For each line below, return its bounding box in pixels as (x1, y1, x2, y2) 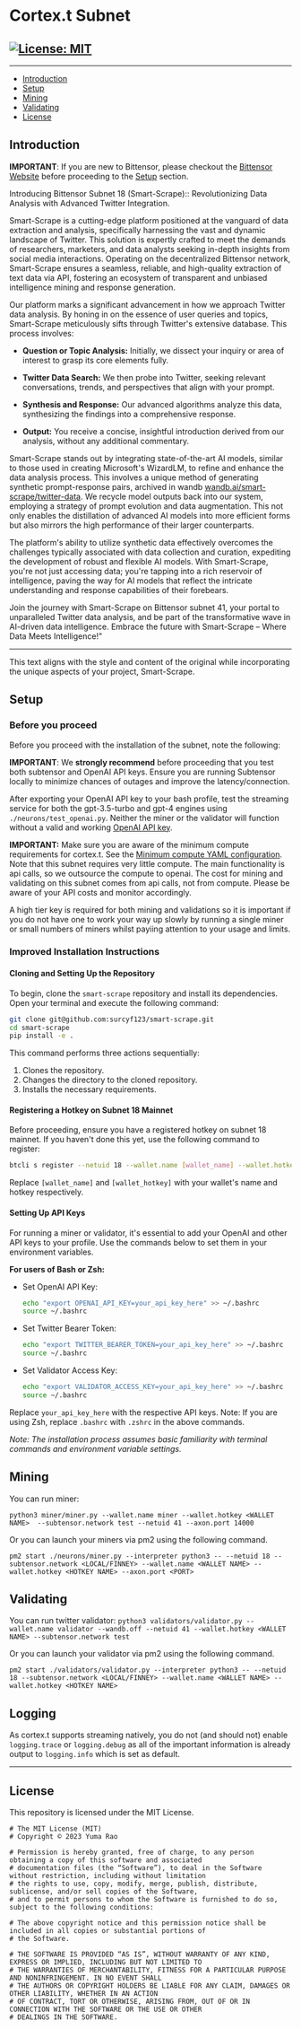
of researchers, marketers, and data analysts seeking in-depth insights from (9, 243, 290, 254)
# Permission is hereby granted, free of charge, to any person (9, 1848, 254, 1858)
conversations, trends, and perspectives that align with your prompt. (21, 381, 275, 392)
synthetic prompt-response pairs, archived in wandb (9, 481, 203, 492)
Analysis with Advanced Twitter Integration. (9, 197, 170, 208)
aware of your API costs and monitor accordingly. (9, 887, 193, 897)
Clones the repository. (21, 1065, 105, 1076)
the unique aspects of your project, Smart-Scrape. (9, 666, 195, 677)
